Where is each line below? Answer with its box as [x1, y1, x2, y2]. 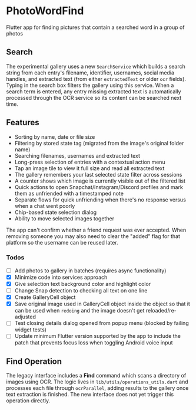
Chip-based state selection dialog [14, 209, 97, 216]
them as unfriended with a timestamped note [14, 190, 124, 197]
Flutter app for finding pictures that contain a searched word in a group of [6, 24, 185, 31]
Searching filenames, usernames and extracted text [14, 152, 140, 159]
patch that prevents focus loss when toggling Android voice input [14, 339, 173, 346]
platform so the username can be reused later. [6, 239, 119, 246]
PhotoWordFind [6, 4, 84, 18]
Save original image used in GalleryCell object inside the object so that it [14, 300, 190, 308]
